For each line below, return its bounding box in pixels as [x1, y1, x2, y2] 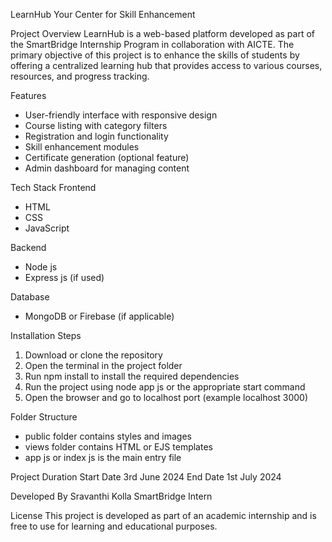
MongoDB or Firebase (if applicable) [24, 310, 175, 322]
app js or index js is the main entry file [24, 452, 182, 463]
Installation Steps [10, 330, 82, 341]
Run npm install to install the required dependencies [24, 370, 240, 382]
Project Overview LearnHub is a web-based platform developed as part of [10, 28, 316, 39]
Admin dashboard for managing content [24, 162, 190, 174]
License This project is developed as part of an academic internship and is [10, 510, 317, 521]
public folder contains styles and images [24, 430, 192, 442]
